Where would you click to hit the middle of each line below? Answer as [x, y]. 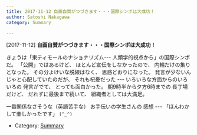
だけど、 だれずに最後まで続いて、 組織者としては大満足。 [77, 94]
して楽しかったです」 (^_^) [39, 114]
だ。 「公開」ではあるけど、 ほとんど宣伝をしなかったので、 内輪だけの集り [98, 65]
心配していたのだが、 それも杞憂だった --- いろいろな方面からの [100, 79]
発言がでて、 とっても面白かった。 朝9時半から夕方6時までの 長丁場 [105, 87]
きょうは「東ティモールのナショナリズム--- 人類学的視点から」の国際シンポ [98, 58]
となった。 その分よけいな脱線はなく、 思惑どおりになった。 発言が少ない [96, 72]
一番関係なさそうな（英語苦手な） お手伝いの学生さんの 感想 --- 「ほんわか [98, 107]
